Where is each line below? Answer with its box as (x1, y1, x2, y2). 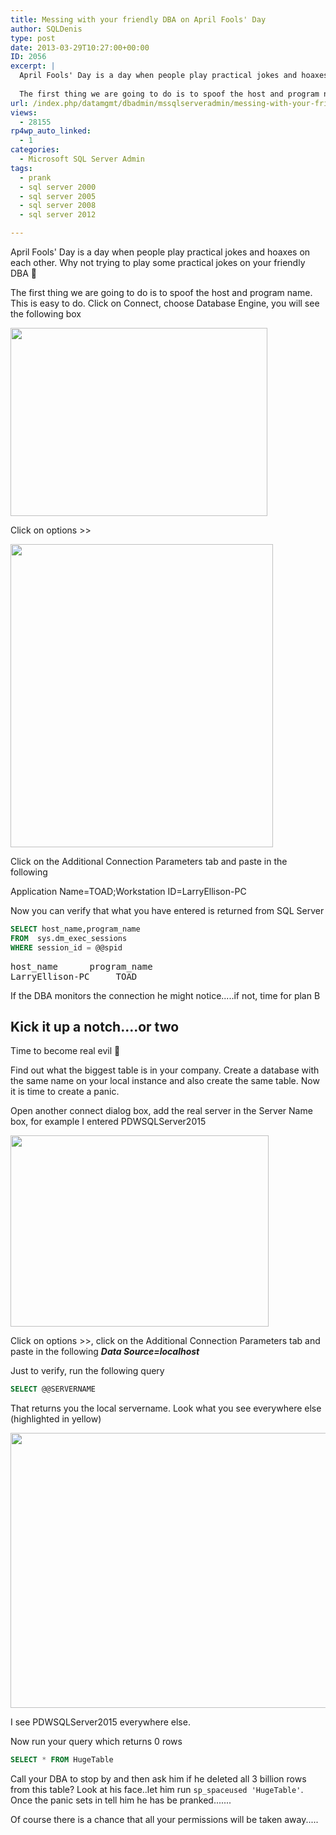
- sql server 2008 (19, 201, 97, 211)
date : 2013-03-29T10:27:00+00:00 (10, 42, 150, 53)
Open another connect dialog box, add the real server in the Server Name (10, 1105, 313, 1117)
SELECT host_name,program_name (10, 924, 141, 934)
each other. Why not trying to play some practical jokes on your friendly (10, 257, 306, 268)
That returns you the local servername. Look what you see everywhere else (10, 1402, 322, 1415)
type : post (10, 33, 56, 43)
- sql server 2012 (19, 210, 97, 220)
